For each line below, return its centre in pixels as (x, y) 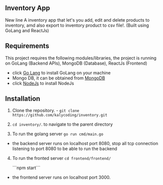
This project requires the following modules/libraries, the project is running (81, 58)
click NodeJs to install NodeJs (43, 83)
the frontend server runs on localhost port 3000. (61, 178)
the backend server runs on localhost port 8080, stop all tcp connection (85, 144)
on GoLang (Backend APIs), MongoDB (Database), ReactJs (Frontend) (76, 63)
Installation (23, 99)
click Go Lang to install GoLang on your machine (61, 73)
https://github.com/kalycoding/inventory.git (60, 115)
